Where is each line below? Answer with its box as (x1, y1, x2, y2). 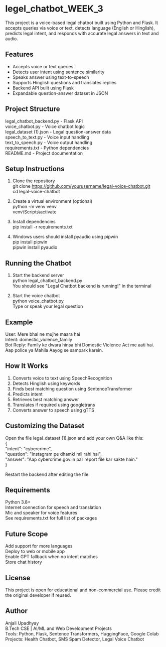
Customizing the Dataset (5, 422, 85, 430)
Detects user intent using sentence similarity (12, 69, 105, 75)
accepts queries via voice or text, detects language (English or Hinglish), (5, 25, 155, 31)
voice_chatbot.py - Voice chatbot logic (5, 123, 85, 130)
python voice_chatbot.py (12, 298, 64, 304)
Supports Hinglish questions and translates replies (12, 79, 117, 85)
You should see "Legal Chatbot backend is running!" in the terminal (12, 283, 151, 289)
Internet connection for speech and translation (5, 504, 101, 510)
